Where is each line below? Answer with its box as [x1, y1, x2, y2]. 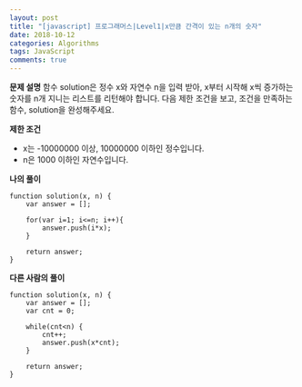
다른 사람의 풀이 [9, 273, 65, 283]
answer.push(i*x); [42, 223, 112, 233]
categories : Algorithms [9, 38, 100, 48]
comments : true [9, 55, 67, 64]
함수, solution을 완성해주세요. [9, 104, 115, 114]
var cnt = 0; [25, 306, 75, 315]
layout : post [9, 13, 59, 23]
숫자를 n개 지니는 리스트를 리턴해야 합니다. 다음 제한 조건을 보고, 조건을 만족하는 [9, 93, 293, 104]
